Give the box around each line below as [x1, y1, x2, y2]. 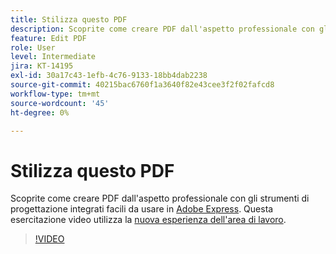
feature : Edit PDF [10, 33, 87, 43]
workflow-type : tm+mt [10, 89, 101, 99]
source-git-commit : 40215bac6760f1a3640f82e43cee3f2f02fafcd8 [10, 80, 275, 90]
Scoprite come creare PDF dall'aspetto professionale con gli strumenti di [10, 192, 310, 205]
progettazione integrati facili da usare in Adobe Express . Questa [10, 203, 274, 215]
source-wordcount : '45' [10, 98, 110, 108]
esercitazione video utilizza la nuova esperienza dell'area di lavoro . [10, 214, 287, 226]
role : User [10, 42, 56, 53]
